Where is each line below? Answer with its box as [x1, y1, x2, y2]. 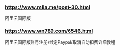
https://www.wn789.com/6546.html [5, 28, 93, 35]
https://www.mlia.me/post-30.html [5, 4, 91, 11]
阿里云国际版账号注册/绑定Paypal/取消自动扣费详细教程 [5, 39, 116, 45]
